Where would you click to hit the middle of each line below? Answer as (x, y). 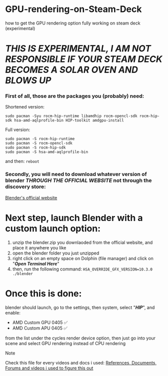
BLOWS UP (28, 80)
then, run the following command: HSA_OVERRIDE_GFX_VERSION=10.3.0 (82, 269)
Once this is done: (43, 293)
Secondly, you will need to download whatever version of (76, 174)
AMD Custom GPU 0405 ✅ (40, 322)
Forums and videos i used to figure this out (49, 368)
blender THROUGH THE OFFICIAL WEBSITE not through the (78, 180)
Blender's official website (31, 197)
